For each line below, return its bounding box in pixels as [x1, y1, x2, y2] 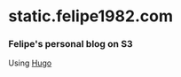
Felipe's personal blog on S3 [8, 38, 134, 50]
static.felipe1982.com [8, 6, 174, 27]
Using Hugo [8, 58, 52, 68]
